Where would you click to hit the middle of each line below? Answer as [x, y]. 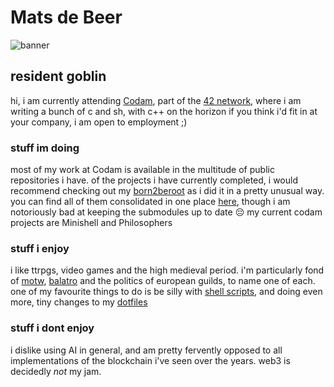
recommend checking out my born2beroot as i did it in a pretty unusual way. [167, 191]
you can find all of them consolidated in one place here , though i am [150, 202]
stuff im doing [45, 148]
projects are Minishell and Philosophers [91, 223]
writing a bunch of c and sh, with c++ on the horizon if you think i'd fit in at [164, 111]
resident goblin [58, 76]
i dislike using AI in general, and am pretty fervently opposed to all [146, 350]
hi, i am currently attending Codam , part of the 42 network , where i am [156, 100]
